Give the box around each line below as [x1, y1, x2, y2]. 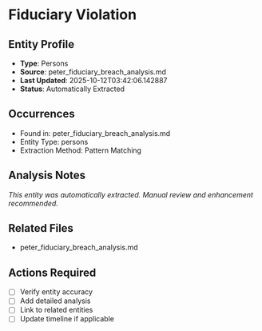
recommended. [8, 198, 58, 208]
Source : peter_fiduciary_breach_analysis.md [19, 67, 166, 77]
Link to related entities [19, 305, 93, 315]
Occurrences [8, 107, 75, 121]
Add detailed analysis [19, 296, 91, 305]
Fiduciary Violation [8, 6, 137, 24]
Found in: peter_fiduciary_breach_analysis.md [19, 128, 171, 138]
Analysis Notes [8, 169, 86, 182]
